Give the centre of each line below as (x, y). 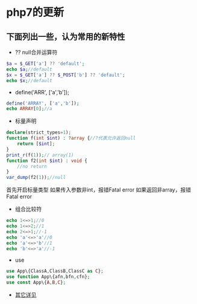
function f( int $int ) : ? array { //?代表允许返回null (71, 138)
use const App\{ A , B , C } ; (36, 283)
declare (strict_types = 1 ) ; (39, 133)
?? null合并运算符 (36, 52)
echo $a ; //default (29, 69)
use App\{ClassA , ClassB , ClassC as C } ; (55, 271)
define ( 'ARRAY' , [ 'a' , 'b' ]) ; (43, 103)
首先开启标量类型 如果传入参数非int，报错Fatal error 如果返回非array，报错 (99, 190)
